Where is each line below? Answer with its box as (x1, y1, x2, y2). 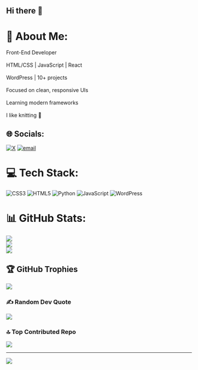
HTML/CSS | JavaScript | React (6, 61, 82, 68)
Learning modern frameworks (6, 99, 78, 106)
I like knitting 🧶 (6, 112, 42, 119)
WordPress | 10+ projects (6, 74, 68, 81)
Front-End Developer (6, 49, 57, 56)
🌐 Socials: (6, 129, 45, 139)
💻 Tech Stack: (6, 166, 79, 180)
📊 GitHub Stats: (6, 212, 87, 225)
